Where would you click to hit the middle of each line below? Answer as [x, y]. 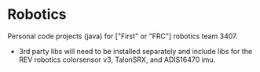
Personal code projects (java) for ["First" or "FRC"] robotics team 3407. [123, 36]
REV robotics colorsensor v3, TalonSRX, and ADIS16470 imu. [117, 59]
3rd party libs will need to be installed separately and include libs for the [135, 51]
